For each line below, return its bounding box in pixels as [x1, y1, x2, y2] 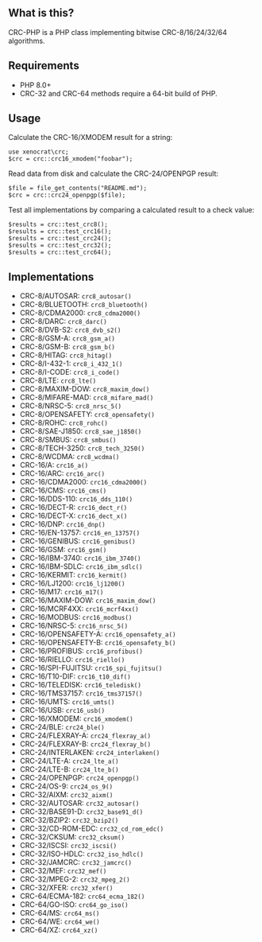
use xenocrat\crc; [8, 148, 69, 156]
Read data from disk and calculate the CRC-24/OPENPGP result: [8, 169, 218, 178]
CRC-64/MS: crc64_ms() [19, 909, 100, 918]
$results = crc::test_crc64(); [8, 248, 112, 257]
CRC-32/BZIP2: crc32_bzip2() [19, 815, 119, 825]
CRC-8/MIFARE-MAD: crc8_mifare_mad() [19, 393, 154, 403]
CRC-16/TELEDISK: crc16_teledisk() [19, 680, 141, 690]
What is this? [8, 6, 75, 20]
